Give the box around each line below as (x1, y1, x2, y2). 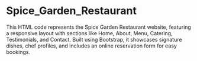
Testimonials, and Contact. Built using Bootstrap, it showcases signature (6, 36, 182, 43)
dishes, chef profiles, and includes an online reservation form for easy (6, 42, 177, 49)
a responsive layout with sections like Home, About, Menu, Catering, (6, 29, 173, 36)
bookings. (6, 48, 31, 55)
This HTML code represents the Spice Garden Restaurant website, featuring (6, 23, 191, 30)
